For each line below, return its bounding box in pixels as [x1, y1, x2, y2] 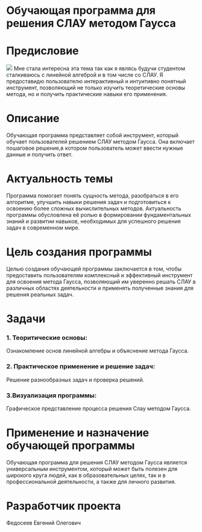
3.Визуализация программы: [6, 391, 97, 399]
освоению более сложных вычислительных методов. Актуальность [6, 205, 182, 212]
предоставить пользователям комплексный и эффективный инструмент [6, 271, 193, 278]
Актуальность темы [6, 172, 113, 186]
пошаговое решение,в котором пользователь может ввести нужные [6, 144, 183, 152]
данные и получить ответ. [6, 151, 73, 158]
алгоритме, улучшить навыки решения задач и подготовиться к [6, 199, 171, 205]
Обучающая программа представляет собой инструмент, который [6, 132, 179, 139]
